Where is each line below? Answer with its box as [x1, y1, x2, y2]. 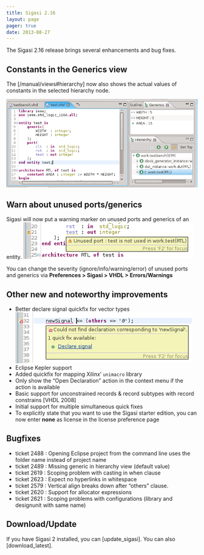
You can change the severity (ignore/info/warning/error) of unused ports [6, 265, 188, 272]
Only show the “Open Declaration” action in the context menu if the [15, 376, 183, 384]
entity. [6, 253, 22, 261]
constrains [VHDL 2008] [15, 396, 76, 403]
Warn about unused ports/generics [6, 199, 143, 210]
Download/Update [6, 519, 77, 529]
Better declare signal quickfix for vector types [15, 305, 130, 313]
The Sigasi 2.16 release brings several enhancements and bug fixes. [6, 46, 176, 54]
